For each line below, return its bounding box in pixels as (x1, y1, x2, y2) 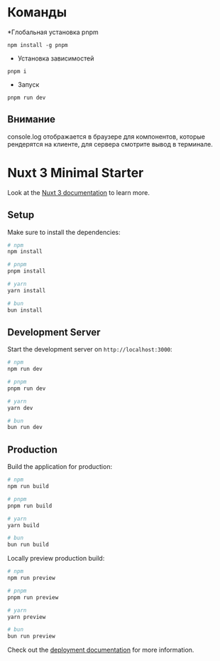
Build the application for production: (7, 462, 112, 471)
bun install (7, 307, 43, 314)
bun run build (7, 541, 50, 549)
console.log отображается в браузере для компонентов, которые (7, 132, 206, 141)
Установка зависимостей (17, 54, 94, 63)
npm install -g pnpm (7, 41, 69, 48)
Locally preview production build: (7, 554, 105, 563)
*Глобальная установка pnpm (7, 28, 99, 36)
